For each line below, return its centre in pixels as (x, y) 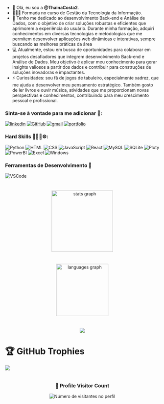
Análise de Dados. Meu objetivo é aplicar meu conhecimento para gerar (85, 62)
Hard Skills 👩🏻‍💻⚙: (27, 136)
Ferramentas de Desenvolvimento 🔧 (48, 165)
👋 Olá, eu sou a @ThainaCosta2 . (46, 8)
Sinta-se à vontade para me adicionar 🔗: (54, 113)
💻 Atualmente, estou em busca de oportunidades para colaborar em (81, 50)
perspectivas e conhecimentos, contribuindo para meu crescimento (81, 95)
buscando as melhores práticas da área (52, 44)
